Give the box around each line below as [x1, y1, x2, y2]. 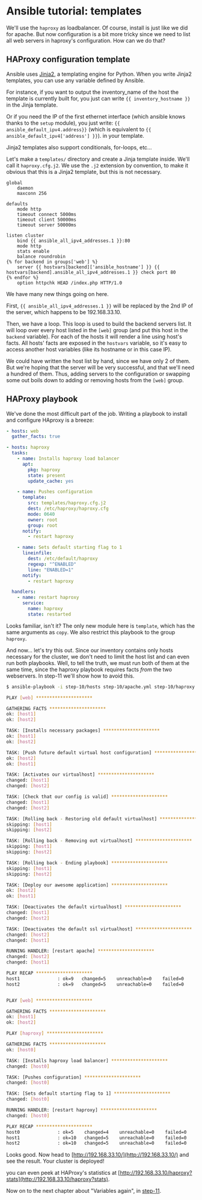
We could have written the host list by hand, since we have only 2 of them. [6, 357, 191, 365]
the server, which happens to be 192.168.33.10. [6, 308, 122, 315]
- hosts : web [6, 428, 39, 434]
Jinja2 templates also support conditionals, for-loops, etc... [6, 143, 152, 151]
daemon [17, 185, 34, 191]
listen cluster [6, 232, 44, 238]
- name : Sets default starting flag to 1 [17, 545, 122, 551]
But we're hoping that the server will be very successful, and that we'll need [6, 363, 194, 371]
